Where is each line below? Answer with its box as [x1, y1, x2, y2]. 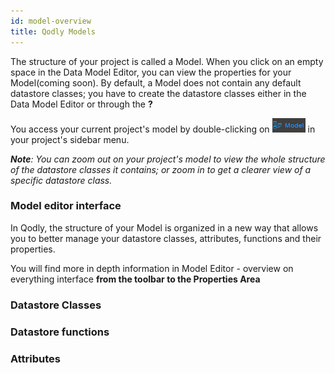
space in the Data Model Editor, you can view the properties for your [10, 66, 292, 78]
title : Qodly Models [10, 26, 97, 37]
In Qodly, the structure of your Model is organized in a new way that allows [10, 221, 319, 234]
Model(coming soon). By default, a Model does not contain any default [10, 76, 302, 89]
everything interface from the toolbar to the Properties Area [10, 273, 261, 285]
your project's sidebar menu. [10, 133, 130, 145]
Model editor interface [10, 199, 122, 213]
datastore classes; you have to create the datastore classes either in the [10, 87, 307, 99]
